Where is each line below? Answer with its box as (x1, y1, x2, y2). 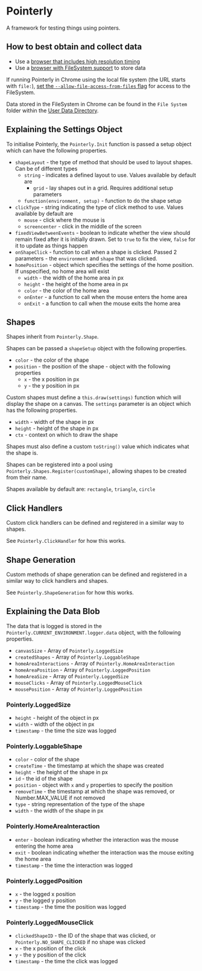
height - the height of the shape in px (14, 769, 109, 776)
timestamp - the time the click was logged (14, 958, 118, 965)
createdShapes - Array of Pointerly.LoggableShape (14, 653, 140, 661)
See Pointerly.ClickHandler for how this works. (6, 537, 126, 545)
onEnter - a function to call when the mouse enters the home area (24, 293, 188, 300)
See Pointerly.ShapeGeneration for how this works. (6, 589, 134, 596)
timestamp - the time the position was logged (14, 903, 127, 910)
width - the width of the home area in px (24, 274, 124, 281)
